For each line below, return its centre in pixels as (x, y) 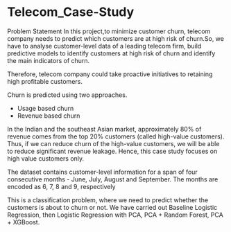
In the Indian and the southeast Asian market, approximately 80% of (104, 129)
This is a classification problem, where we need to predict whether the (108, 200)
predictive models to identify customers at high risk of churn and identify (111, 53)
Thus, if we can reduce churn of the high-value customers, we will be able (113, 143)
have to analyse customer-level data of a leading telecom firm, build (104, 46)
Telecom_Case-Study (71, 12)
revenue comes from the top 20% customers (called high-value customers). (116, 136)
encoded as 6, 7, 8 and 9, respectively (61, 186)
